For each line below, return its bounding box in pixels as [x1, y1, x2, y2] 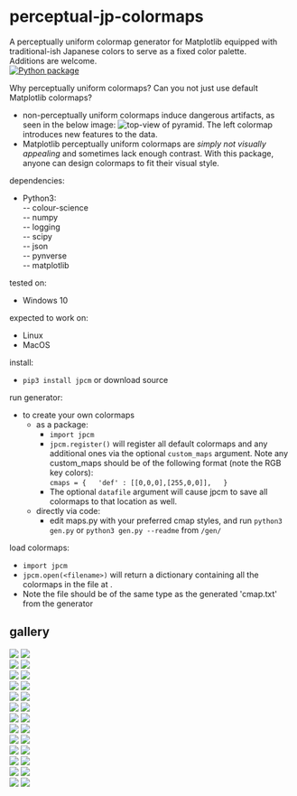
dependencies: [9, 174, 65, 186]
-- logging [22, 221, 60, 232]
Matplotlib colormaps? [9, 92, 93, 103]
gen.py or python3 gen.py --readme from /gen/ [49, 524, 222, 535]
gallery [9, 624, 50, 640]
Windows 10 [22, 295, 69, 305]
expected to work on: [9, 312, 88, 323]
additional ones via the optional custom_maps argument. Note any [49, 447, 289, 458]
